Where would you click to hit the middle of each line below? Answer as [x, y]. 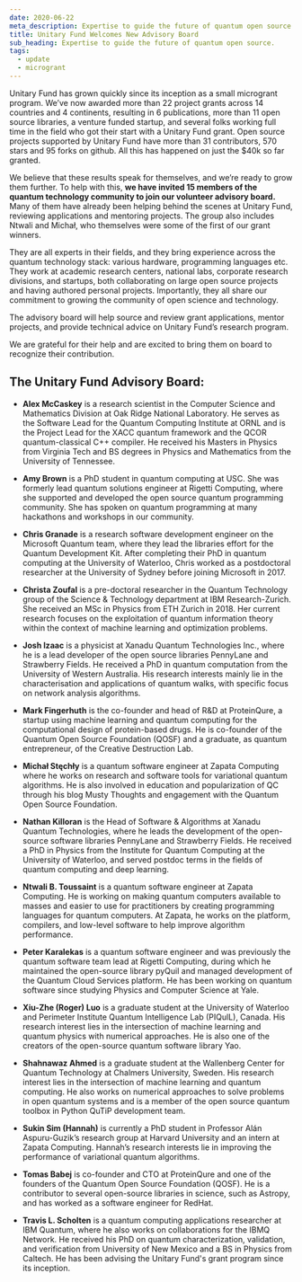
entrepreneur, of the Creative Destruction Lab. [108, 748]
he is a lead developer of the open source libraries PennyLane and [145, 654]
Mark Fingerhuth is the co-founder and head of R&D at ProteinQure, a [152, 710]
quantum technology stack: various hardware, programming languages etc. [149, 261]
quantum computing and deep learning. [95, 869]
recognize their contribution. [62, 354]
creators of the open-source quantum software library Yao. [132, 1045]
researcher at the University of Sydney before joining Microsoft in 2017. [154, 572]
